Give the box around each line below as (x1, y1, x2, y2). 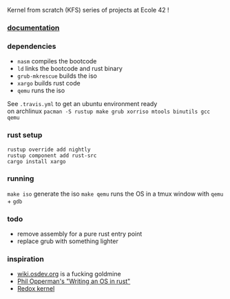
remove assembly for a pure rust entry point (17, 230, 143, 238)
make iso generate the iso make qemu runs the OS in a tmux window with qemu (7, 189, 224, 198)
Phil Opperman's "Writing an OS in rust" (17, 277, 131, 285)
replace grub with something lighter (17, 237, 118, 245)
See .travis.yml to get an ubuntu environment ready (7, 100, 158, 108)
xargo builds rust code (17, 79, 81, 87)
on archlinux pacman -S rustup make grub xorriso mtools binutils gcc (7, 107, 211, 116)
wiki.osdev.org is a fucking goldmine (17, 270, 122, 278)
